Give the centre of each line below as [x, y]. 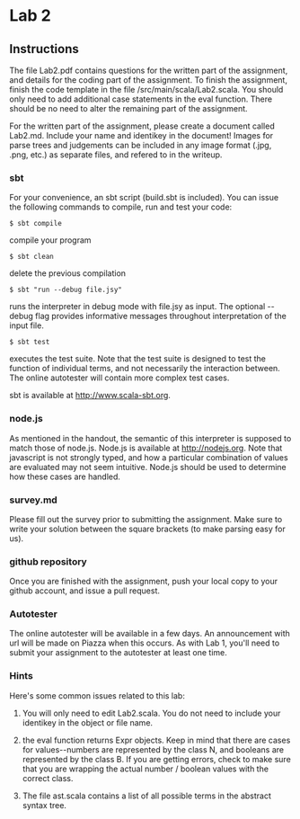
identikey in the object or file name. [88, 722]
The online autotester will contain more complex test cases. [119, 378]
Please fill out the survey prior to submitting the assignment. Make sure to [146, 519]
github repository [48, 561]
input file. [27, 325]
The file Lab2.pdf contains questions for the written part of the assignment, [149, 70]
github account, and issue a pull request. [84, 591]
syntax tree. [44, 805]
